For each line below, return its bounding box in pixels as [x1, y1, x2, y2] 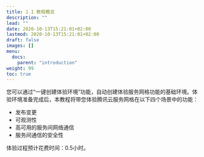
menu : [6, 48, 20, 55]
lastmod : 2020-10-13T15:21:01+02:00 [6, 32, 99, 38]
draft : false [6, 37, 40, 43]
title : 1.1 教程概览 [6, 8, 55, 15]
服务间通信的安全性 [15, 132, 64, 139]
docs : [12, 54, 26, 60]
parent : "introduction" [17, 59, 78, 65]
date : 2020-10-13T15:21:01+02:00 [6, 25, 91, 32]
